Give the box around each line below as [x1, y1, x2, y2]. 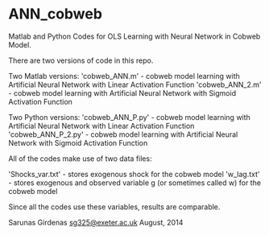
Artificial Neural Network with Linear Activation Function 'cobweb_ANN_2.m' [8, 80, 262, 89]
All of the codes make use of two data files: [8, 154, 152, 163]
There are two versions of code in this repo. [8, 56, 154, 65]
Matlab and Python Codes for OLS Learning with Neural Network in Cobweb [8, 31, 261, 41]
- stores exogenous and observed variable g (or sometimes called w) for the [8, 178, 262, 188]
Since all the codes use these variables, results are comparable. [8, 202, 221, 212]
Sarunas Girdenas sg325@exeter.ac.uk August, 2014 [8, 217, 184, 227]
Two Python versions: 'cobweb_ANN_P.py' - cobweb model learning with [8, 112, 251, 122]
